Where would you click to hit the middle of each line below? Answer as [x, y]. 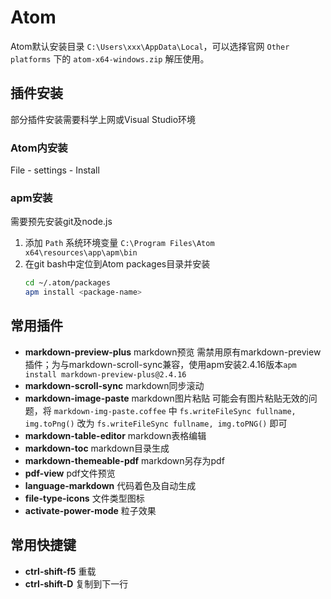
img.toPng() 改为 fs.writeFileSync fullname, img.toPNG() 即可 [156, 423]
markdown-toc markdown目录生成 [97, 448]
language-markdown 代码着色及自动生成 [110, 485]
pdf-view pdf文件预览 [70, 473]
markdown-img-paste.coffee [110, 411]
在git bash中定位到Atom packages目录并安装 [117, 264]
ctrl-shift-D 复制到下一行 [76, 583]
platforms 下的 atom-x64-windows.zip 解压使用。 [110, 58]
